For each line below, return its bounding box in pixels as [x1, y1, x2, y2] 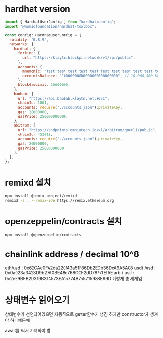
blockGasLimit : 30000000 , [17, 83, 70, 87]
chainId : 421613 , [17, 132, 53, 137]
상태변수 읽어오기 [5, 294, 70, 305]
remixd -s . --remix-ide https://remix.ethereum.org [5, 198, 114, 203]
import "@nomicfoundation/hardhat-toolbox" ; [5, 24, 97, 29]
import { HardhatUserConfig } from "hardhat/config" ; [5, 19, 116, 24]
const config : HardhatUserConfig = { [5, 33, 81, 37]
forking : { [17, 51, 40, 56]
